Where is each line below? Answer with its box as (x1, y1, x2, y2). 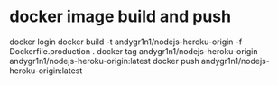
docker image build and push (9, 6, 232, 27)
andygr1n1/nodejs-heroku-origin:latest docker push (9, 55, 200, 66)
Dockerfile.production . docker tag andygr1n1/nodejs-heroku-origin (9, 45, 258, 56)
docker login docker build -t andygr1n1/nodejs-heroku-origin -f (9, 36, 243, 47)
